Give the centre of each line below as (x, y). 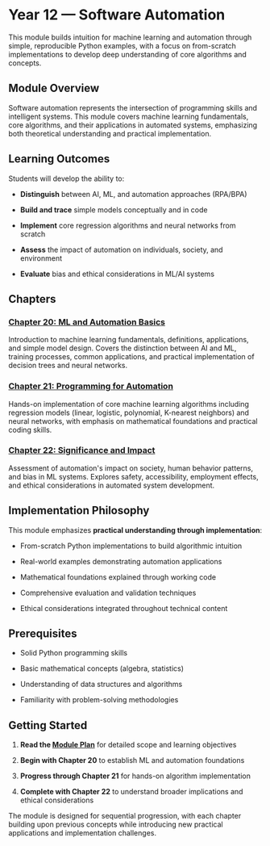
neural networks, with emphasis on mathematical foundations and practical (133, 421)
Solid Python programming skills (74, 653)
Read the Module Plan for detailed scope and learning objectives (128, 745)
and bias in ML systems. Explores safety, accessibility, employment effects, (134, 476)
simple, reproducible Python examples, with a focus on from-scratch (122, 45)
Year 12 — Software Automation (117, 15)
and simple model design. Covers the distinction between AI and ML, (123, 348)
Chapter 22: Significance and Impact (82, 450)
